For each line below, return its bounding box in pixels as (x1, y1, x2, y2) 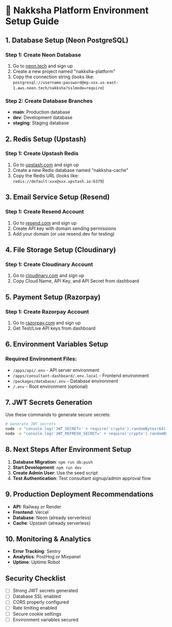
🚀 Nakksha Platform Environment (5, 5, 149, 16)
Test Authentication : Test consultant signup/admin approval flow (12, 475, 151, 481)
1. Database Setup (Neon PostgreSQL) (5, 36, 129, 45)
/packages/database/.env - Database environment (12, 378, 118, 384)
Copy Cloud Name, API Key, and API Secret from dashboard (12, 278, 139, 284)
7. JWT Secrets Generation (5, 398, 93, 406)
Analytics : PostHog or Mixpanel (12, 554, 81, 560)
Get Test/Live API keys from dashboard (12, 325, 96, 331)
